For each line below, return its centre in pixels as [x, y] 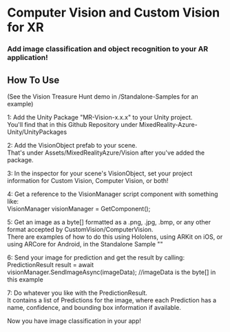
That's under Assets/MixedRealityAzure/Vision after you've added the [106, 153]
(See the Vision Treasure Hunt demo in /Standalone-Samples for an [103, 96]
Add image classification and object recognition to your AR [108, 49]
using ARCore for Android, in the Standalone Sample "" [85, 244]
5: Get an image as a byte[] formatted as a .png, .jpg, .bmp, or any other [109, 222]
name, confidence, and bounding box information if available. [94, 307]
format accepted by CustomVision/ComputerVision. [80, 229]
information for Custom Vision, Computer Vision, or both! [88, 180]
